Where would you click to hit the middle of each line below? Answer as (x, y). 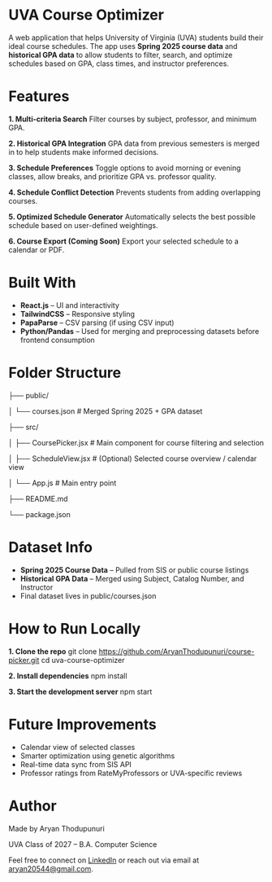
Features (39, 97)
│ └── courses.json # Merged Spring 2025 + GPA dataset (106, 411)
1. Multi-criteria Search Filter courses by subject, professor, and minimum (133, 119)
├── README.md (38, 498)
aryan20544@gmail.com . (51, 868)
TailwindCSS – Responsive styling (78, 314)
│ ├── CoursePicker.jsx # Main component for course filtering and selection (136, 442)
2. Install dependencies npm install (68, 676)
